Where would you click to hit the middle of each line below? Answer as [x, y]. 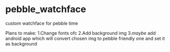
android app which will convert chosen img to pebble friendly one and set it [85, 38]
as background [21, 43]
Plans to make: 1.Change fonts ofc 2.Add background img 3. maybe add [80, 33]
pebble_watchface [46, 9]
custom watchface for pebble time [42, 23]
